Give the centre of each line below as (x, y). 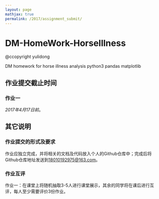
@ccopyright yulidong (27, 57)
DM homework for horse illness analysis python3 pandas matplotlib (73, 66)
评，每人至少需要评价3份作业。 (37, 191)
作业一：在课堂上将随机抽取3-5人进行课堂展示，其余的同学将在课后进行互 (80, 185)
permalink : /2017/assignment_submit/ (44, 19)
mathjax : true (20, 14)
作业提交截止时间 (31, 83)
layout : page (18, 10)
